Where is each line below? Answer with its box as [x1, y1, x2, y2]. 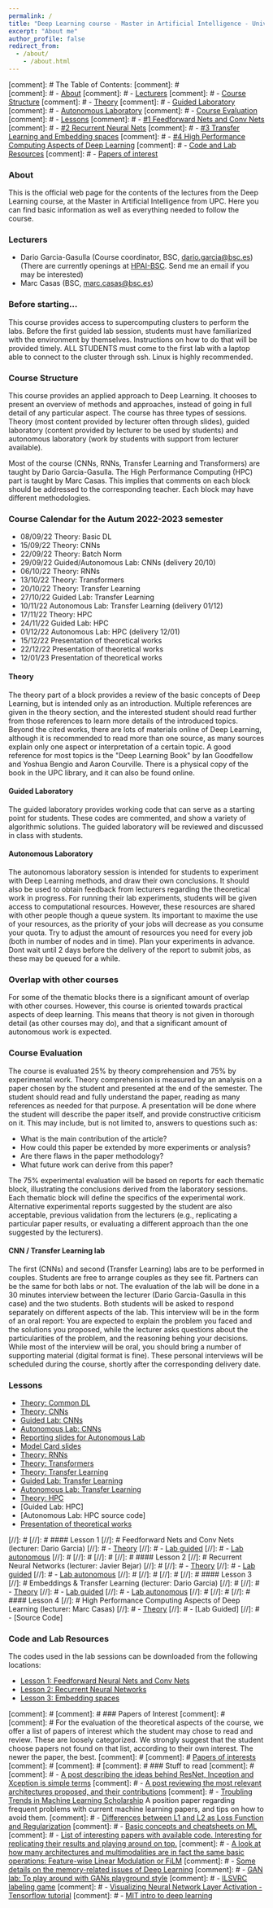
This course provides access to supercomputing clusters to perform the [8, 317, 249, 327]
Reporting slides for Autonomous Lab [19, 1432, 145, 1442]
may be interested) [19, 270, 84, 279]
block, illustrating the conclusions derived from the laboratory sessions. [8, 1184, 249, 1194]
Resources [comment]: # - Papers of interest [8, 148, 158, 159]
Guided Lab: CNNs [19, 1415, 84, 1425]
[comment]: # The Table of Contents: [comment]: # [8, 79, 180, 90]
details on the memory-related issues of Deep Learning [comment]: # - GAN [8, 1865, 263, 1875]
